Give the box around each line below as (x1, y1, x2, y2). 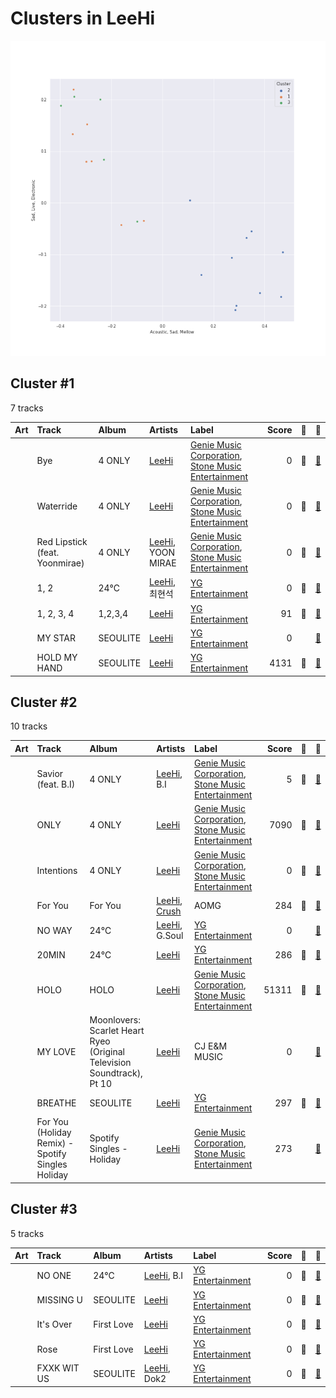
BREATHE (36, 1097, 77, 1109)
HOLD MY (36, 652, 78, 663)
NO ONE (36, 1269, 72, 1281)
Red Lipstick (36, 535, 88, 547)
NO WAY (36, 924, 73, 936)
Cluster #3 (10, 1201, 78, 1218)
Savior (36, 768, 64, 780)
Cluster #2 (10, 693, 78, 711)
